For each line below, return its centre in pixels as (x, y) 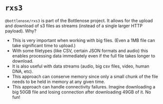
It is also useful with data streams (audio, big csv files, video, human (81, 66)
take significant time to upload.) (44, 45)
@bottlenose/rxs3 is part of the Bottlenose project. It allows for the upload (79, 20)
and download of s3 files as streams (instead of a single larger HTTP (74, 26)
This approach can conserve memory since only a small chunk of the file (85, 76)
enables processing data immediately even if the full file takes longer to (84, 56)
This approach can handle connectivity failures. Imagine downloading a (84, 87)
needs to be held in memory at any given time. (59, 82)
